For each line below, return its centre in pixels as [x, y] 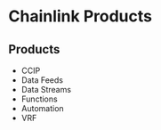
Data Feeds [42, 80]
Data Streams [46, 89]
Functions [40, 99]
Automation [42, 108]
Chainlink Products [80, 16]
